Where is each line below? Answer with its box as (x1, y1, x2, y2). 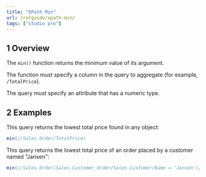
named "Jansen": (6, 153, 50, 160)
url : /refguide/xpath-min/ (6, 15, 75, 21)
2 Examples (6, 107, 52, 118)
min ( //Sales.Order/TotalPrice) (6, 135, 86, 141)
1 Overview (6, 43, 50, 53)
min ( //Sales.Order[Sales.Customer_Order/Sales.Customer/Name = (6, 165, 172, 171)
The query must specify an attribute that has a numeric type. (6, 89, 160, 97)
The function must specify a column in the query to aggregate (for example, (6, 71, 198, 78)
